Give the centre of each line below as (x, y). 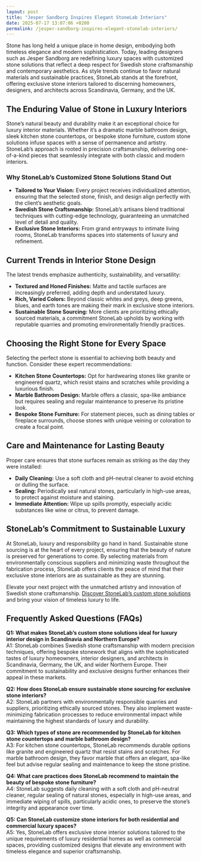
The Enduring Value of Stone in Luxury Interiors (97, 109)
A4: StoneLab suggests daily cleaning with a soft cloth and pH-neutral (93, 789)
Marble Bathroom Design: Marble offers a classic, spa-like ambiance (100, 395)
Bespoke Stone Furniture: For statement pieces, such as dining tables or (105, 414)
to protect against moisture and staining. (65, 497)
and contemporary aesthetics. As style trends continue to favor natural (93, 71)
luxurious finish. (35, 388)
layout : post (22, 12)
